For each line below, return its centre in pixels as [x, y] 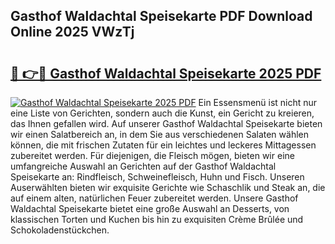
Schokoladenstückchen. [60, 230]
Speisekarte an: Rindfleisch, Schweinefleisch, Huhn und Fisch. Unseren [157, 177]
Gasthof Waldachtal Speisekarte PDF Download [161, 16]
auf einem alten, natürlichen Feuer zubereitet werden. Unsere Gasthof [154, 198]
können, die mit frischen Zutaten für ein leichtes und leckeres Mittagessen [163, 145]
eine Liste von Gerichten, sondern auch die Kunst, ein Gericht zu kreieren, [162, 113]
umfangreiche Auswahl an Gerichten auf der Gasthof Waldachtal [143, 166]
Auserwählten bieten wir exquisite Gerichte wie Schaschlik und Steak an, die [168, 187]
